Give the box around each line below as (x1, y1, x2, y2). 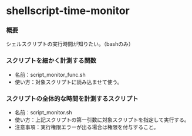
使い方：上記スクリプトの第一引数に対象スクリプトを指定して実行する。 (14, 116, 190, 124)
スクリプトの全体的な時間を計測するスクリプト (6, 94, 139, 103)
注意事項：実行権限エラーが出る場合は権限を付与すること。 (14, 124, 159, 131)
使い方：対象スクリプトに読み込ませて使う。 (14, 78, 123, 86)
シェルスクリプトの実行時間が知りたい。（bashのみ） (6, 40, 134, 47)
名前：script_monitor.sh (14, 109, 72, 116)
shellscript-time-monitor (6, 4, 130, 18)
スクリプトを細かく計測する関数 (6, 57, 97, 65)
